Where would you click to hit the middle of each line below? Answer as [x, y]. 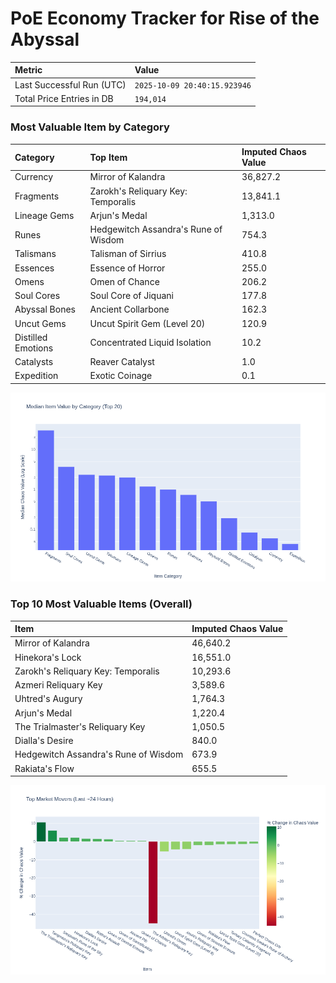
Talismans [35, 254]
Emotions [34, 348]
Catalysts [34, 362]
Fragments [37, 196]
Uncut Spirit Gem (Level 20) [147, 323]
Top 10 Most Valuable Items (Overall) [101, 604]
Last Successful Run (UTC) [70, 84]
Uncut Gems [40, 323]
